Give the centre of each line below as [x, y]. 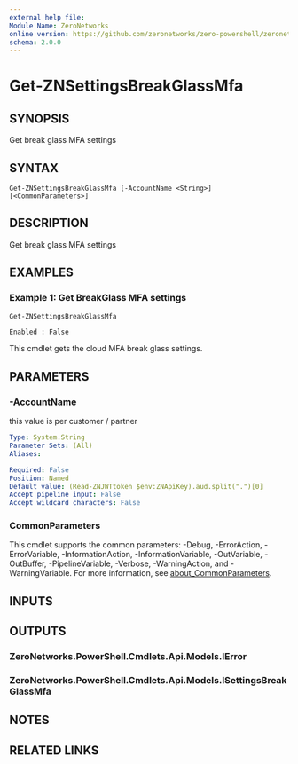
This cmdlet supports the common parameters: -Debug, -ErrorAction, [136, 545]
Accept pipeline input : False [65, 495]
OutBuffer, [28, 563]
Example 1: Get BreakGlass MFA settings [98, 298]
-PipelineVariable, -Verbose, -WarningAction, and [138, 563]
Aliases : [25, 453]
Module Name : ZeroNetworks [59, 26]
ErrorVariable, [35, 555]
